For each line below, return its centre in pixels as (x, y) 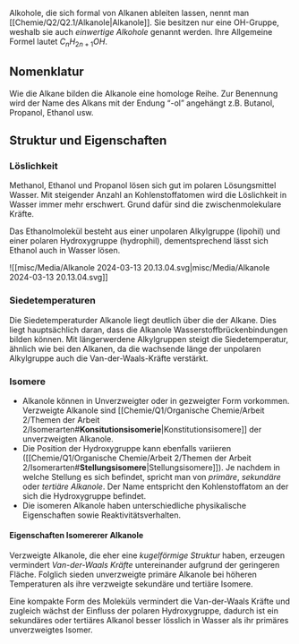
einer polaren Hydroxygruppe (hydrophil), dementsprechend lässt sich (139, 241)
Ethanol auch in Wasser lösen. (65, 251)
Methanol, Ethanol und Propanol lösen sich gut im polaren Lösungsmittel (143, 185)
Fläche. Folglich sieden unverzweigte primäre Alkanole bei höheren (133, 575)
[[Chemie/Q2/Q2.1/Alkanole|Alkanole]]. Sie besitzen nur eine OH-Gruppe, (144, 22)
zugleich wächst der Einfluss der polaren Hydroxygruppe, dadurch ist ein (144, 611)
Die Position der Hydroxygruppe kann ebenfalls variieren (126, 448)
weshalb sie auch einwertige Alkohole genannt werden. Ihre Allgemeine (141, 32)
